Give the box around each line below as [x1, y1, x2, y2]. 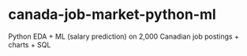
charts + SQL [8, 39, 51, 49]
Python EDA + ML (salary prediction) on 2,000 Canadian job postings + [8, 32, 239, 41]
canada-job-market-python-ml [8, 6, 217, 24]
